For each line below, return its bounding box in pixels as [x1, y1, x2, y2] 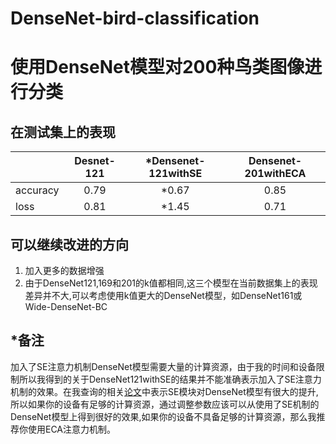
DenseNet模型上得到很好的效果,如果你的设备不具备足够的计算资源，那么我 [10, 410, 317, 422]
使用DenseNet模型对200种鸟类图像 [10, 56, 305, 79]
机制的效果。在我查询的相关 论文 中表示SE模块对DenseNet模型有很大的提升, [10, 385, 319, 397]
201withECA [244, 167, 307, 181]
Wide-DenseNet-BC [24, 301, 108, 312]
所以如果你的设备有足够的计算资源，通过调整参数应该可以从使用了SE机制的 [10, 398, 320, 410]
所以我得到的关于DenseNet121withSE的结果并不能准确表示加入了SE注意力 [18, 373, 322, 385]
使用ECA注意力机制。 [27, 423, 117, 435]
